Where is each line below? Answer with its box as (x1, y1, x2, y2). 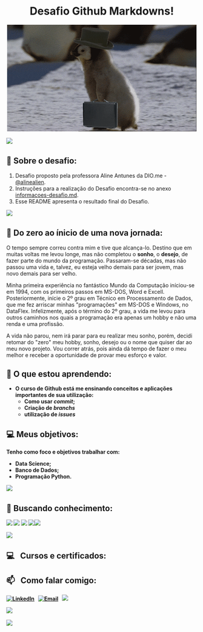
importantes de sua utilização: (15, 392, 94, 399)
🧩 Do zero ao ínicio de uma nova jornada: (6, 228, 163, 238)
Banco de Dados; (15, 466, 59, 474)
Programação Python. (15, 473, 72, 480)
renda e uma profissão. (6, 320, 64, 327)
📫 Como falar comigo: (6, 575, 97, 585)
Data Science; (15, 460, 52, 467)
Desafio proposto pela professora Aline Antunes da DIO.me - (15, 172, 167, 179)
